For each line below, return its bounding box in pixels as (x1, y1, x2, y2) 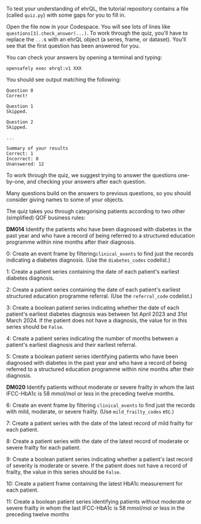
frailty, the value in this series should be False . (6, 468, 121, 475)
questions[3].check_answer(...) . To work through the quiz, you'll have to (6, 29, 188, 37)
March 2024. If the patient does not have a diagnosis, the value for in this (6, 317, 187, 324)
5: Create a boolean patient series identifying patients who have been (6, 353, 178, 360)
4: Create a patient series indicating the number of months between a (6, 335, 178, 342)
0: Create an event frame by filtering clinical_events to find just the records (6, 250, 194, 257)
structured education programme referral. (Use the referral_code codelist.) (6, 292, 193, 300)
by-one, (6, 178, 26, 185)
